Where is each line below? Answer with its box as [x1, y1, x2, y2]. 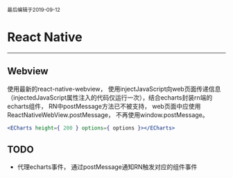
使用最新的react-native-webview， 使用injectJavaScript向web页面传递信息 [7, 84, 221, 93]
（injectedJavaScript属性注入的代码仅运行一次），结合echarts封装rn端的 [7, 93, 213, 102]
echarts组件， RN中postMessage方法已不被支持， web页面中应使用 [7, 102, 201, 110]
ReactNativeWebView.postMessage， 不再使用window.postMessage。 [7, 110, 209, 119]
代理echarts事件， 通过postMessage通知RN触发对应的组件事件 [17, 163, 198, 171]
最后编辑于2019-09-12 [7, 6, 60, 13]
